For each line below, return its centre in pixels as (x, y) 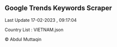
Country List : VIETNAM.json (34, 30)
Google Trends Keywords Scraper (58, 8)
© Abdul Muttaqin (23, 39)
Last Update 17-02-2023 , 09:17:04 (41, 20)
